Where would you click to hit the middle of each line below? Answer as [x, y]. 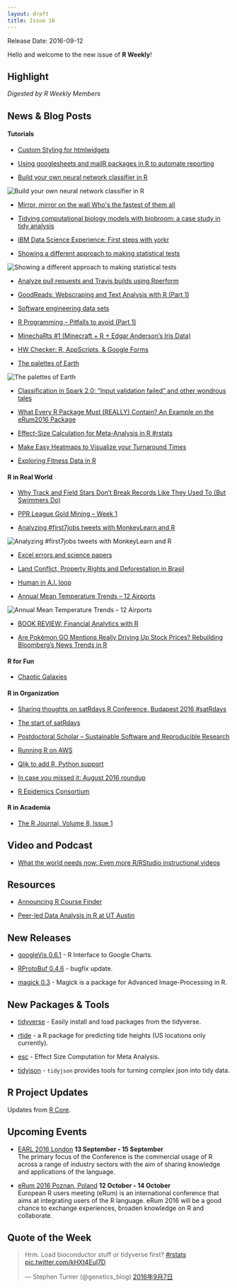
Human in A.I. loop [45, 582]
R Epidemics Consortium [53, 791]
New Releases [39, 938]
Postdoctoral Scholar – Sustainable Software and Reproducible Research [123, 736]
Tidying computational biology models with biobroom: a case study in [119, 218]
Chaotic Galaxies [42, 677]
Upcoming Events [47, 1132]
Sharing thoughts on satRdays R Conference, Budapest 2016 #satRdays [122, 708]
